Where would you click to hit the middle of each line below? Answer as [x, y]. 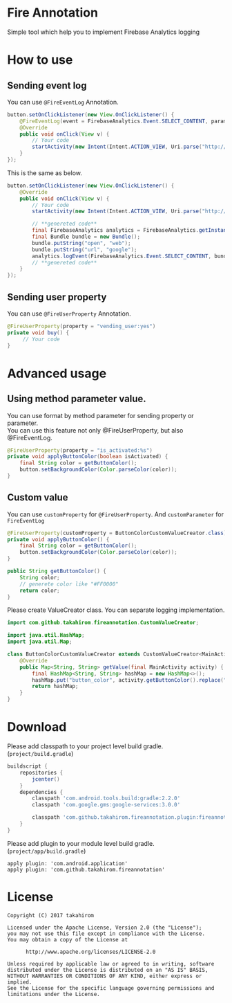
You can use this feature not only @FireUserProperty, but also [95, 430]
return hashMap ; [55, 687]
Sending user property [57, 297]
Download [37, 727]
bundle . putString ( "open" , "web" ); [81, 243]
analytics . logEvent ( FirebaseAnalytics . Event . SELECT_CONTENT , [122, 256]
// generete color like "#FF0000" [69, 584]
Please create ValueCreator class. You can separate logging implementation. [116, 610]
